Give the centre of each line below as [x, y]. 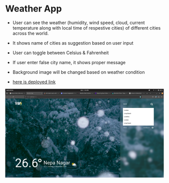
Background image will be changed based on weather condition [78, 72]
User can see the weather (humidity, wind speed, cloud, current [78, 23]
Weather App [33, 9]
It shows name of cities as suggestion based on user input [73, 43]
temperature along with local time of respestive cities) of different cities [87, 28]
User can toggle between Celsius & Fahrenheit [61, 53]
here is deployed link [34, 82]
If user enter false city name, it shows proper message [69, 62]
